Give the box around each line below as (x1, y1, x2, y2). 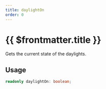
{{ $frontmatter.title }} (5, 34, 101, 46)
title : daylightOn (5, 7, 44, 13)
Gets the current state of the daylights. (5, 51, 87, 57)
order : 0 (5, 12, 24, 17)
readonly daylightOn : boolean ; (5, 79, 72, 84)
